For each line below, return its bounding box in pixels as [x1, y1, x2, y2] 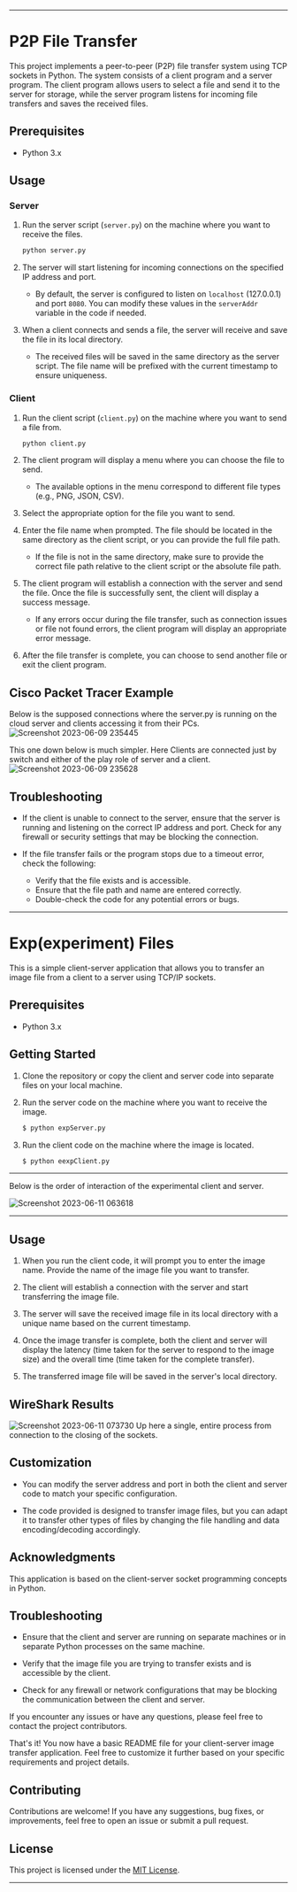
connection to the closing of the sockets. [9, 1430, 158, 1440]
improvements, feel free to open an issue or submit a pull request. [9, 1816, 249, 1826]
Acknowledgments [9, 1550, 117, 1565]
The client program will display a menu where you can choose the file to [21, 455, 285, 466]
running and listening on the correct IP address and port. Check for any [21, 822, 282, 833]
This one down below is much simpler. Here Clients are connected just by [9, 745, 277, 755]
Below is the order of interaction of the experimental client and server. [9, 1181, 264, 1192]
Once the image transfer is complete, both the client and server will [21, 1335, 268, 1346]
